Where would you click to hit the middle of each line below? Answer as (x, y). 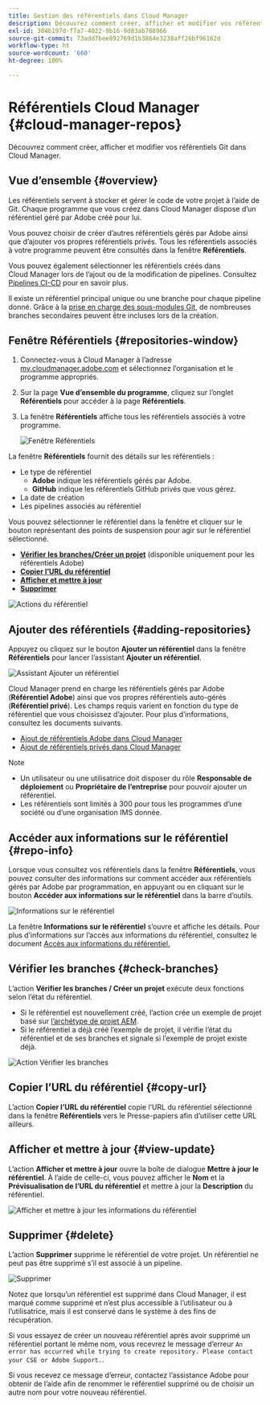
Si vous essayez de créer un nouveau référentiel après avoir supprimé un (129, 1336)
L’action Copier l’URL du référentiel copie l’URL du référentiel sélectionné (130, 1106)
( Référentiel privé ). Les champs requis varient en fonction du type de (123, 706)
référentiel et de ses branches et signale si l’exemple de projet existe (133, 1038)
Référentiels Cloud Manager (104, 107)
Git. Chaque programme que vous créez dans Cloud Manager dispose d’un (132, 208)
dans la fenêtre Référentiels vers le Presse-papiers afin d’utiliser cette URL (133, 1115)
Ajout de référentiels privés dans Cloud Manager (100, 747)
